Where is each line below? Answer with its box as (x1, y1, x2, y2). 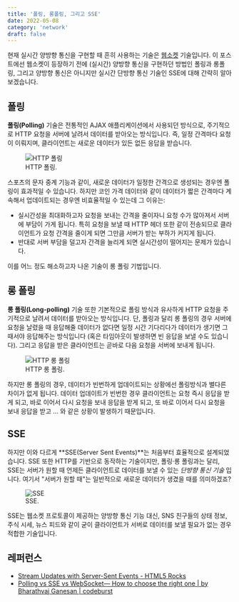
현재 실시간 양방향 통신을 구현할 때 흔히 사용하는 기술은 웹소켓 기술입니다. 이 (7, 51, 219, 59)
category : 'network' (7, 24, 69, 31)
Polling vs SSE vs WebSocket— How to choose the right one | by (17, 579, 208, 588)
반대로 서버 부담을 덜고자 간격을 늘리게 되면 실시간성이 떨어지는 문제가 (17, 238, 213, 246)
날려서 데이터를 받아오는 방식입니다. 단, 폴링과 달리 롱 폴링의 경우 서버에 (31, 313, 232, 322)
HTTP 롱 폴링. (25, 365, 65, 373)
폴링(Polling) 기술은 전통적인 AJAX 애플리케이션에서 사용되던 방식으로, (7, 121, 205, 129)
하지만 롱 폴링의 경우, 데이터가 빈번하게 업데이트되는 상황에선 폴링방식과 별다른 (7, 380, 227, 388)
